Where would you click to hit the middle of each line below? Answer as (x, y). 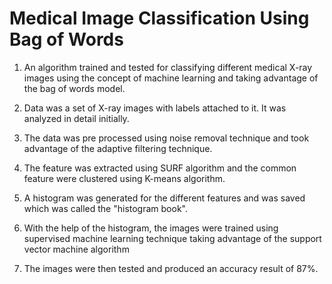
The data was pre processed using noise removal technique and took (166, 138)
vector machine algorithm (76, 249)
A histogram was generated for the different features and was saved (164, 198)
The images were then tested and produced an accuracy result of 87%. (171, 268)
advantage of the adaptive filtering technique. (118, 148)
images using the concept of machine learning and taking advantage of (171, 78)
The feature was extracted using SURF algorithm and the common (160, 168)
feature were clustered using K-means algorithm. (124, 178)
